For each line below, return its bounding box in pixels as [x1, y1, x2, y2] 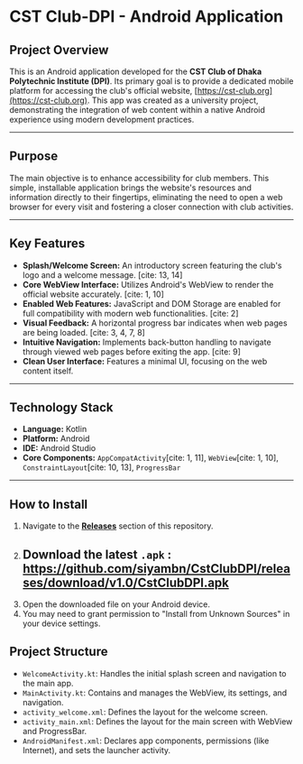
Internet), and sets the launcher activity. [22, 744, 171, 755]
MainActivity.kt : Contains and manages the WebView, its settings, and [22, 687, 288, 698]
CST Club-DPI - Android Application [9, 6, 284, 27]
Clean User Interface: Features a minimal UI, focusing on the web [22, 355, 268, 366]
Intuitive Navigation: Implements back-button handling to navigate [22, 336, 272, 347]
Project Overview [9, 42, 109, 58]
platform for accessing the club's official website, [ [9, 86, 198, 96]
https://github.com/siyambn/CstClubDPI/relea [22, 561, 291, 576]
